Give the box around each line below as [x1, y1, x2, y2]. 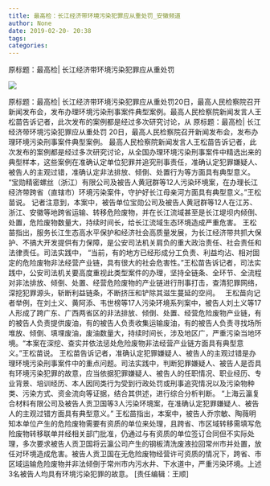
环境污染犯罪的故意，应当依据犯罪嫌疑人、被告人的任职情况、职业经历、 [14, 369, 255, 378]
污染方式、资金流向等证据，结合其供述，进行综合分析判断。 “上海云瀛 [22, 389, 253, 398]
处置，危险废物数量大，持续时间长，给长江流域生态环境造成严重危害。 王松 [8, 218, 257, 228]
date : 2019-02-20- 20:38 [8, 27, 92, 35]
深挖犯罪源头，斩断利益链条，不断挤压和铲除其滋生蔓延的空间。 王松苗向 [8, 288, 254, 298]
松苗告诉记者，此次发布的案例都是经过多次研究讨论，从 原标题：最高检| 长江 [8, 117, 261, 127]
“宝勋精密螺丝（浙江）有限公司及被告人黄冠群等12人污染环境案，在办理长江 [8, 178, 259, 187]
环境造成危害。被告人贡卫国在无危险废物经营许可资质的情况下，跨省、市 [22, 449, 262, 459]
